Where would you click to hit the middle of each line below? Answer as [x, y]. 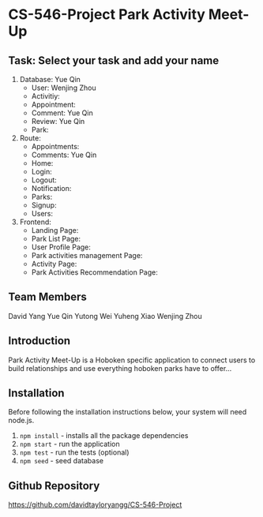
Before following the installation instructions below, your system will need [128, 412]
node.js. [21, 421]
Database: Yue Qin [50, 79]
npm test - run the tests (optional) [74, 452]
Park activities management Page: [87, 255]
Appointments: [55, 146]
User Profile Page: [61, 247]
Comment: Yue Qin [62, 113]
